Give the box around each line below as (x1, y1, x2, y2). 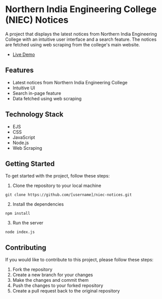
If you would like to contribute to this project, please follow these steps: (5, 257, 154, 263)
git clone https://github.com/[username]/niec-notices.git (5, 193, 132, 198)
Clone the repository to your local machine (12, 183, 101, 189)
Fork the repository (12, 266, 53, 273)
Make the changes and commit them (12, 277, 89, 283)
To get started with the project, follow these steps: (5, 173, 110, 179)
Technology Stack (5, 110, 64, 119)
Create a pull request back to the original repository (12, 288, 120, 294)
